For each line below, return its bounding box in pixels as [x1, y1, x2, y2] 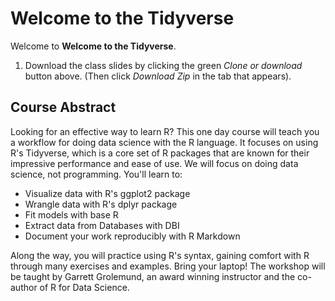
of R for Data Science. [39, 281, 130, 293]
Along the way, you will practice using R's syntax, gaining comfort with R [10, 249, 310, 261]
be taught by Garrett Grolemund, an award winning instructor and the [10, 270, 296, 282]
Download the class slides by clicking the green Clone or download [24, 59, 303, 71]
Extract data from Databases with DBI [24, 219, 180, 231]
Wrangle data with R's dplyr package [24, 198, 178, 210]
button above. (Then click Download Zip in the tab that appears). [24, 70, 292, 82]
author [10, 281, 38, 293]
